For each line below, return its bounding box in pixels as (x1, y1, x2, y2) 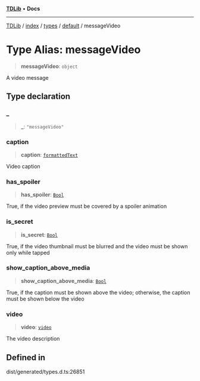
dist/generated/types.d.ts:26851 (6, 368, 85, 375)
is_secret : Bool (20, 231, 58, 238)
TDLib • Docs (6, 5, 40, 12)
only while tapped (6, 249, 50, 256)
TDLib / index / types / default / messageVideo (6, 22, 121, 29)
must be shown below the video (6, 295, 85, 302)
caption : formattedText (20, 151, 79, 158)
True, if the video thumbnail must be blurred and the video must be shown (6, 242, 188, 249)
